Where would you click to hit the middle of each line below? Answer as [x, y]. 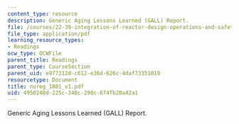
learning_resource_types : [46, 40]
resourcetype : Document [43, 80]
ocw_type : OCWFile [34, 54]
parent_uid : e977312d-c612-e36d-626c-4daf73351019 [84, 73]
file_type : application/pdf [49, 34]
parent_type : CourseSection [49, 67]
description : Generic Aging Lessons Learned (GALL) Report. [99, 21]
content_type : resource [43, 14]
